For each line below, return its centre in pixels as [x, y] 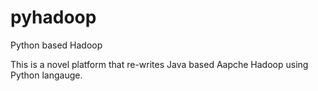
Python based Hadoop [56, 45]
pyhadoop [53, 17]
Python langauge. [46, 75]
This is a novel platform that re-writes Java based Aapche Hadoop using [159, 64]
